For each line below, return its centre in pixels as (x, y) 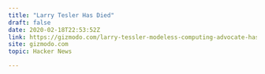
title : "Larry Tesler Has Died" (61, 15)
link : (17, 37)
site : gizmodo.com (38, 44)
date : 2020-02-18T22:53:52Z (54, 30)
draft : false (30, 23)
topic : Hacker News (40, 51)
